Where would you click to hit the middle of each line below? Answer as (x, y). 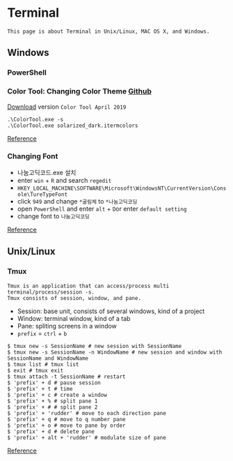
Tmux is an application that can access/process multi (88, 286)
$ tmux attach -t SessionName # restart (67, 377)
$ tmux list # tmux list (43, 364)
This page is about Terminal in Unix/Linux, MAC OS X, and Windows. (109, 31)
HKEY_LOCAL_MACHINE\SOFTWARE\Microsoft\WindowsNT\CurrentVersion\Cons (122, 188)
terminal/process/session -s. (51, 292)
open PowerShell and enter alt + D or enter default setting (102, 209)
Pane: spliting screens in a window (67, 326)
